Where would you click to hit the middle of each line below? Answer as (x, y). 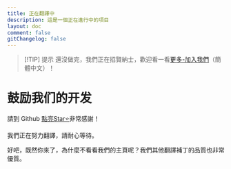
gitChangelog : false (37, 39)
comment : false (29, 33)
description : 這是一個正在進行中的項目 (58, 20)
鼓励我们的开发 (50, 99)
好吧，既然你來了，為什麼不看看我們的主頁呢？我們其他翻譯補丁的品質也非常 (116, 150)
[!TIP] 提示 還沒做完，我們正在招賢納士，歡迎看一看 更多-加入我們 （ (120, 60)
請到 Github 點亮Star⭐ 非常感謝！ (53, 119)
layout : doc (24, 26)
